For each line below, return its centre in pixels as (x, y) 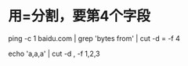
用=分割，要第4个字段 (79, 16)
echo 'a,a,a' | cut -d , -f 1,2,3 (54, 53)
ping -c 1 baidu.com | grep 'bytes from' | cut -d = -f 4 (94, 38)
